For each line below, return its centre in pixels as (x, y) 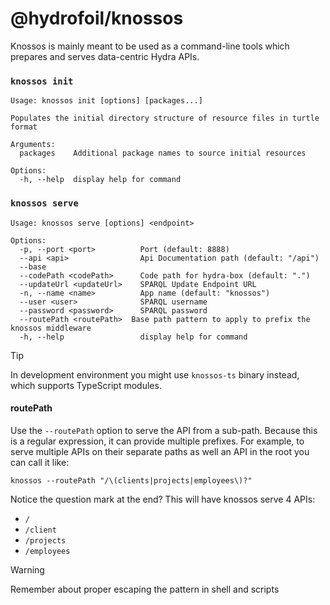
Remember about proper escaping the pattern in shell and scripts (145, 589)
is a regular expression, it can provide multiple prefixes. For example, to (157, 441)
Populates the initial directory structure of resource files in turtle (165, 118)
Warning (27, 569)
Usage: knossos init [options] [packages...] (106, 101)
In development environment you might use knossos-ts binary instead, (155, 374)
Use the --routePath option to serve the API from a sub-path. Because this (164, 430)
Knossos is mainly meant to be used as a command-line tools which (150, 46)
